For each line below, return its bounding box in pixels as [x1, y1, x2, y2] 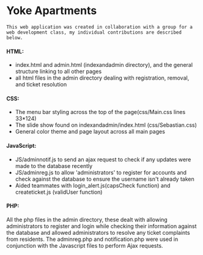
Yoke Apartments [6, 4, 97, 18]
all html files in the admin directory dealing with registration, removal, [15, 74, 190, 82]
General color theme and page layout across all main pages [15, 128, 165, 135]
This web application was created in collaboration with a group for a [6, 24, 193, 30]
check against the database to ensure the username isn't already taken [15, 175, 194, 183]
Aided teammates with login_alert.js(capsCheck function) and [15, 181, 171, 189]
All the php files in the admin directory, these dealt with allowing [6, 216, 168, 223]
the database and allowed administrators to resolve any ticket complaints [6, 229, 191, 236]
